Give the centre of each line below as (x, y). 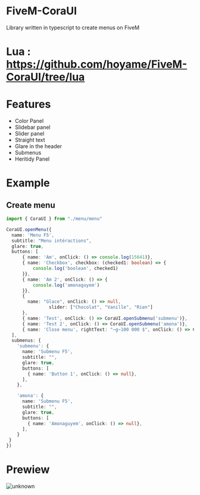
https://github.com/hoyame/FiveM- (97, 64)
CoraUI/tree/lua (46, 77)
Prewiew (28, 470)
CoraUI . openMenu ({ (29, 229)
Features (29, 104)
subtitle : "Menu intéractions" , (52, 241)
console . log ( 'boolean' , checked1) (75, 269)
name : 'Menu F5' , (33, 235)
